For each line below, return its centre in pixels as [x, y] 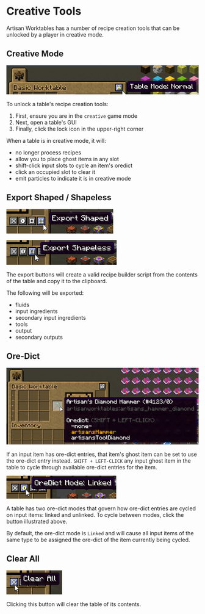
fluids [22, 305]
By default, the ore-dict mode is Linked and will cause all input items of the [100, 533]
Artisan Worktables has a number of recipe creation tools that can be [93, 28]
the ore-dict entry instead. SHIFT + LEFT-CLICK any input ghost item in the [99, 460]
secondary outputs [39, 337]
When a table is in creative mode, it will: [56, 140]
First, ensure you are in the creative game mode [76, 116]
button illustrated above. [37, 521]
